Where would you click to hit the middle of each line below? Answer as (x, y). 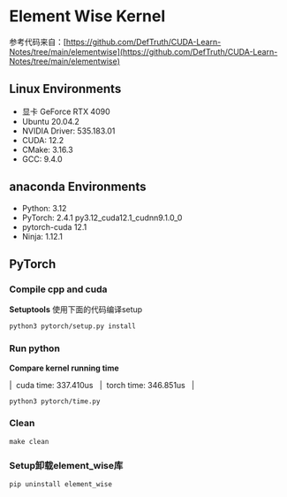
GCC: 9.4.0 (42, 159)
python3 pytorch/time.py (55, 401)
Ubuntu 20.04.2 (50, 121)
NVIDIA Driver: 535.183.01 (68, 131)
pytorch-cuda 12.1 (54, 226)
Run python (34, 348)
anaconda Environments (78, 187)
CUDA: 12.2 (43, 140)
